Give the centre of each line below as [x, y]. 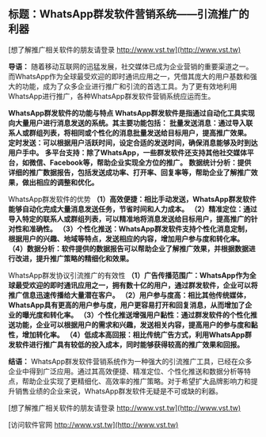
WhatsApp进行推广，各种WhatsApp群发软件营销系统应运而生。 [112, 96]
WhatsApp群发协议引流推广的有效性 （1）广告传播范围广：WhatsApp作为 [129, 275]
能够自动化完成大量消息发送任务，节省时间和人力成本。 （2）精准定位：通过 [133, 209]
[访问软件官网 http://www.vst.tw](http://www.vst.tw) [93, 424]
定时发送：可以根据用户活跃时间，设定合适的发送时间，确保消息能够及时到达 [133, 142]
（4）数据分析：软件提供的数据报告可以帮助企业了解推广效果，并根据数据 [129, 249]
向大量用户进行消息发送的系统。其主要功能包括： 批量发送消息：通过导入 [127, 123]
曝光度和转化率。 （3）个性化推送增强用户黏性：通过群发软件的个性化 [136, 314]
